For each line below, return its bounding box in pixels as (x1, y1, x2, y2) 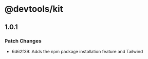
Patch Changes (4, 38, 42, 44)
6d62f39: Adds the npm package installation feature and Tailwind (11, 48, 143, 54)
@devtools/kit (4, 3, 64, 15)
